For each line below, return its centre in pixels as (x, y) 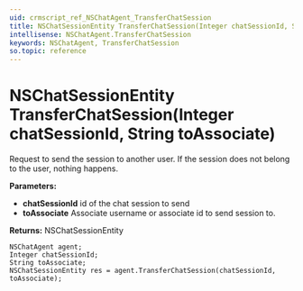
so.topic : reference (48, 51)
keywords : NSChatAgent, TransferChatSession (94, 43)
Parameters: (33, 186)
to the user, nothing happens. (64, 168)
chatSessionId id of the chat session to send (106, 204)
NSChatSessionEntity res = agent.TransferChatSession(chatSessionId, (143, 271)
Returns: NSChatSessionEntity (67, 231)
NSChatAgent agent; (46, 247)
